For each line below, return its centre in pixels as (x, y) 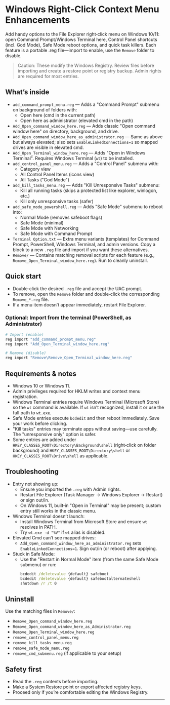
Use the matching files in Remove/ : (40, 611)
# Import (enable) (25, 335)
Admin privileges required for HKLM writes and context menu (76, 391)
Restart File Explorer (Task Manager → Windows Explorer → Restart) (91, 494)
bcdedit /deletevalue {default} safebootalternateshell (80, 578)
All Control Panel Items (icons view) (57, 174)
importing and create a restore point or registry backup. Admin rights (90, 71)
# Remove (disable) (26, 353)
